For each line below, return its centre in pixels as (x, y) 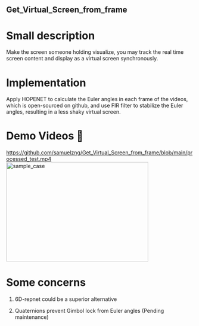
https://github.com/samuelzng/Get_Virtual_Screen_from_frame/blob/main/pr (99, 153)
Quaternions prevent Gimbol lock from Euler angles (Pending (89, 311)
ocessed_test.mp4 (29, 159)
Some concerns (46, 283)
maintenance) (32, 317)
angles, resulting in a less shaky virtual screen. (63, 112)
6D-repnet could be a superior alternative (66, 299)
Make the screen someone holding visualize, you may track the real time (95, 52)
